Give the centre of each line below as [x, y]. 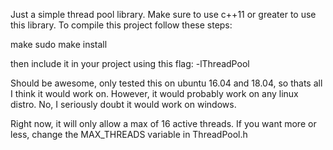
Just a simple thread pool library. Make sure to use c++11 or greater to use [163, 14]
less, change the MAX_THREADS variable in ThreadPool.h [129, 134]
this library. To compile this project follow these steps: [121, 25]
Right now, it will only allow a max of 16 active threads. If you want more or [163, 123]
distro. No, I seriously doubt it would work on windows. [123, 104]
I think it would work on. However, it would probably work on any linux [154, 93]
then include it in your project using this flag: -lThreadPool [130, 63]
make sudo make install [59, 44]
